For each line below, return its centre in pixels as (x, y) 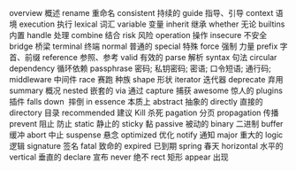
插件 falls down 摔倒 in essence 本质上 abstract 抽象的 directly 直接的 (136, 101)
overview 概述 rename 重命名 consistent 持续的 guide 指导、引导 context (141, 13)
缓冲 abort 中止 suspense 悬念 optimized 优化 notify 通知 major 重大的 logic (146, 135)
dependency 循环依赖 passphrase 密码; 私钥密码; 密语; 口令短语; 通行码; (140, 68)
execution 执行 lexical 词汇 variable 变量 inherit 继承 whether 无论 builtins (152, 24)
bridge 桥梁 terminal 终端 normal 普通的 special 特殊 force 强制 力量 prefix (144, 46)
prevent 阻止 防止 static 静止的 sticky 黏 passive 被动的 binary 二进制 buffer (146, 124)
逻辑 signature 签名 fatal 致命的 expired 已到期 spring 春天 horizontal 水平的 (147, 146)
